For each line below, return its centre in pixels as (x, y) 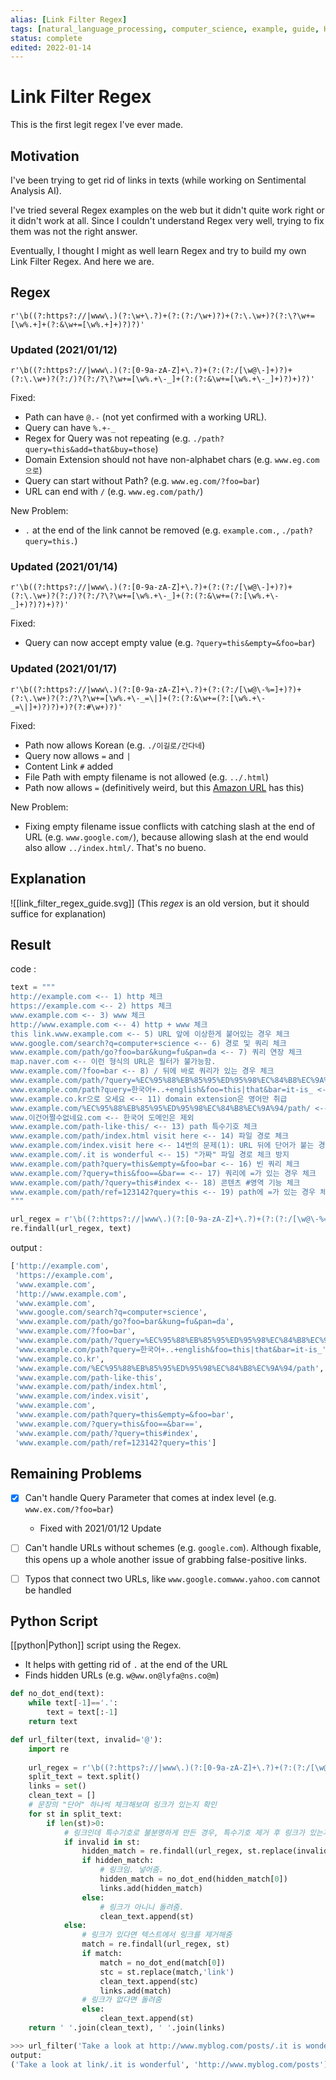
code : (23, 969)
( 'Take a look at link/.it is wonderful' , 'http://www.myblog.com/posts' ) (169, 2064)
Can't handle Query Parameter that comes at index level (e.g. (150, 1498)
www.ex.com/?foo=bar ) (69, 1509)
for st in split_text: (75, 1814)
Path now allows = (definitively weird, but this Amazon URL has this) (164, 787)
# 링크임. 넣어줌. (131, 1870)
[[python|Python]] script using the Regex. (96, 1645)
